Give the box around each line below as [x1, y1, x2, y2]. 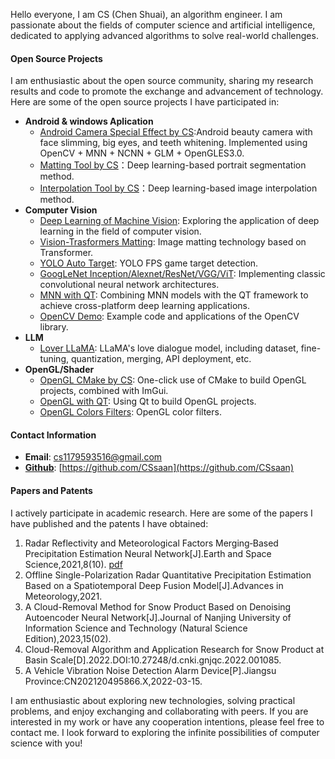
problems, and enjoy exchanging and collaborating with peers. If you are [10, 705, 309, 717]
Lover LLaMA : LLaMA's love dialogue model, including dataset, [39, 342, 299, 354]
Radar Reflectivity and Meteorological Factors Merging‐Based [24, 537, 279, 549]
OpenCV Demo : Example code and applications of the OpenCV [39, 310, 300, 323]
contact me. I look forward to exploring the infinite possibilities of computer [10, 726, 320, 738]
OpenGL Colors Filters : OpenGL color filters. [39, 406, 222, 418]
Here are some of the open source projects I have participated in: [10, 96, 280, 108]
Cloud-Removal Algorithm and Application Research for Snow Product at [24, 643, 325, 655]
